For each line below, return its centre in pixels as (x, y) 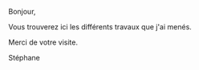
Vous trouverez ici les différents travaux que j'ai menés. (100, 27)
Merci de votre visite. (43, 42)
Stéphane (24, 58)
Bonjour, (22, 12)
